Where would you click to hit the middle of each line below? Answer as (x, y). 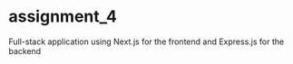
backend (25, 50)
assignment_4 (63, 17)
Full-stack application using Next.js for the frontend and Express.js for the (146, 41)
